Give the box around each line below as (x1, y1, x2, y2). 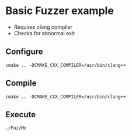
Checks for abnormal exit (13, 29, 75, 36)
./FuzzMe (5, 125, 27, 131)
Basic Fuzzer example (5, 4, 114, 18)
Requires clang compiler (13, 23, 73, 30)
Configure (5, 47, 43, 57)
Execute (5, 110, 36, 120)
